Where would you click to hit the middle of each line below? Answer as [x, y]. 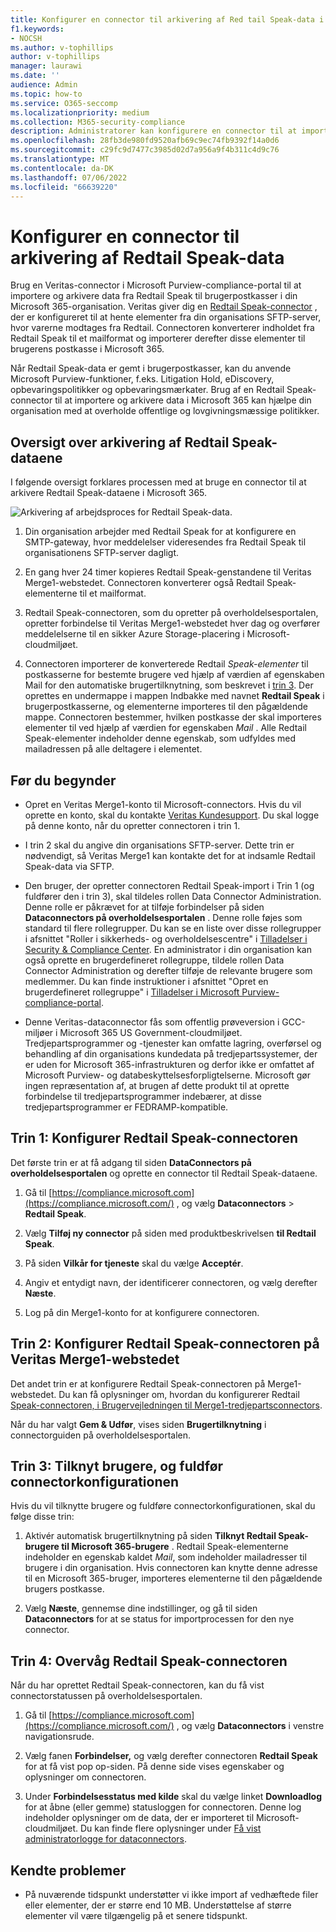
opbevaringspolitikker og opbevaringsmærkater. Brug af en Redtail [147, 390]
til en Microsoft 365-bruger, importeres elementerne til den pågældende [173, 1578]
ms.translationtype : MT [60, 159]
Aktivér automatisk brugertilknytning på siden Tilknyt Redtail [150, 1536]
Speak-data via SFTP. [69, 866]
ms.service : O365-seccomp [64, 103]
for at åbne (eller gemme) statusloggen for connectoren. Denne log [163, 1807]
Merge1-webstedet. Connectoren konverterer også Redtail [144, 583]
